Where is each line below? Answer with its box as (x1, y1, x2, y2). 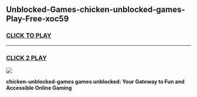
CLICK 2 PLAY (6, 53, 47, 62)
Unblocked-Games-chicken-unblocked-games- (6, 5, 186, 15)
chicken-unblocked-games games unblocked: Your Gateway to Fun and (6, 78, 185, 85)
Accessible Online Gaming (6, 84, 72, 91)
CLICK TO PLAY (6, 32, 52, 40)
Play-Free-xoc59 (6, 14, 69, 24)
